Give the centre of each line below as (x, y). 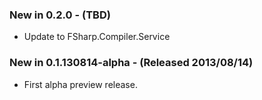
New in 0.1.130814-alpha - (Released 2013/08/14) (131, 63)
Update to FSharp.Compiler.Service (97, 37)
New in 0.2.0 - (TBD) (60, 15)
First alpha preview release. (80, 84)
